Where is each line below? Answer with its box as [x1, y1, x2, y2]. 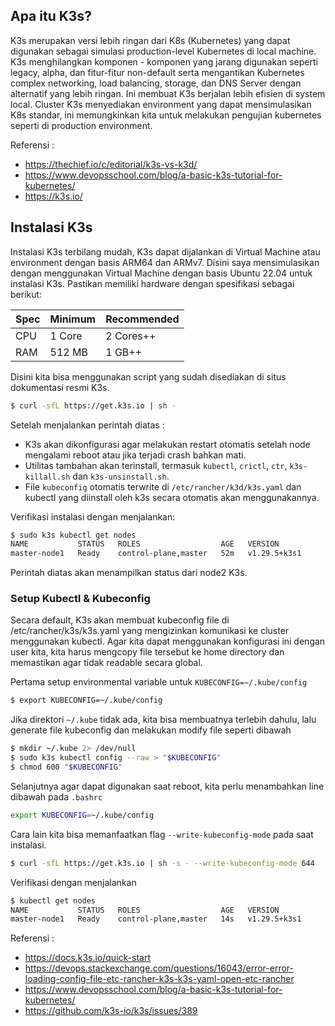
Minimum [49, 312, 97, 326]
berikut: [10, 288, 43, 300]
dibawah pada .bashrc [10, 790, 103, 803]
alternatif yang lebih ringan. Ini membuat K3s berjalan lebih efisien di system [10, 87, 326, 99]
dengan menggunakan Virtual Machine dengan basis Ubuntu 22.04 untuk [10, 267, 313, 279]
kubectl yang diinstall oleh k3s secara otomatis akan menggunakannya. [24, 491, 320, 503]
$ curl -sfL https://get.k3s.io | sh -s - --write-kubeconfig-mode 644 [10, 858, 315, 868]
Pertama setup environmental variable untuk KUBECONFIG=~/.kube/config [10, 676, 308, 688]
